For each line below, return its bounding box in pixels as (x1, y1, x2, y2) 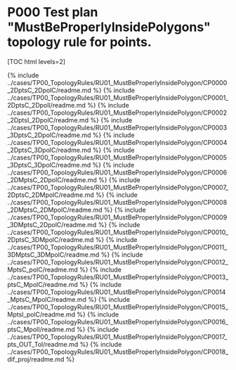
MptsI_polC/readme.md (7, 310, 76, 319)
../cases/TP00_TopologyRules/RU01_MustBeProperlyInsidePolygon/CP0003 (7, 123, 228, 132)
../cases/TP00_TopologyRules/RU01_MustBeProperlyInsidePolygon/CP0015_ (7, 302, 228, 311)
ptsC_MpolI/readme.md (7, 325, 75, 333)
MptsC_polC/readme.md (7, 265, 79, 274)
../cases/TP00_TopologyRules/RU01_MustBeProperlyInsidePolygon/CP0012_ (7, 257, 229, 266)
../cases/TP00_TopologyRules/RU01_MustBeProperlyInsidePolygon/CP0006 (7, 168, 228, 177)
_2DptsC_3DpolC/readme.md (7, 146, 91, 154)
